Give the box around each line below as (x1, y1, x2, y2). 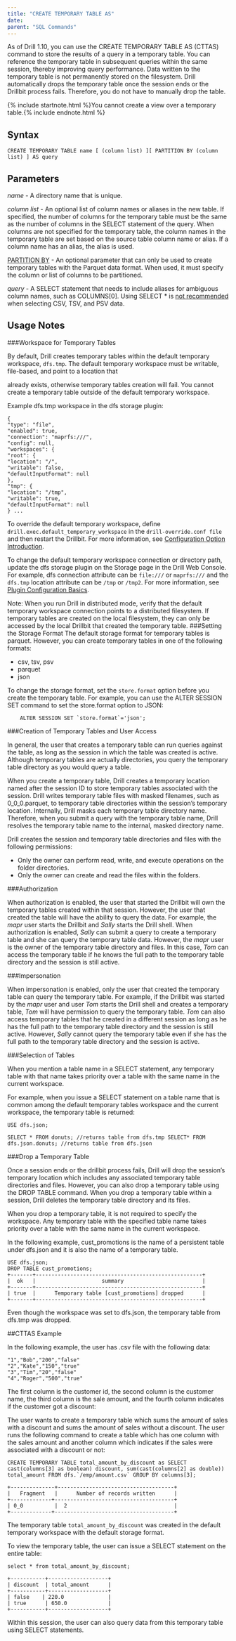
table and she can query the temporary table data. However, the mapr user (7, 935, 224, 943)
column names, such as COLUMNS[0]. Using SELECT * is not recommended (7, 292, 229, 300)
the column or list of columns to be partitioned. (7, 271, 143, 279)
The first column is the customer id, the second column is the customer (7, 1387, 214, 1395)
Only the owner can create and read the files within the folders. (17, 870, 201, 879)
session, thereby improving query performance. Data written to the (7, 65, 201, 74)
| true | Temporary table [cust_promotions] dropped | (7, 1290, 206, 1297)
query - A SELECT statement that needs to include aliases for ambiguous (7, 285, 219, 292)
